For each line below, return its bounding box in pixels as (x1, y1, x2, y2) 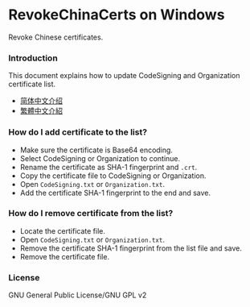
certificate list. (8, 79, 56, 89)
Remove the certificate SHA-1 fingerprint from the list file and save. (19, 243, 243, 253)
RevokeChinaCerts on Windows (8, 6, 225, 24)
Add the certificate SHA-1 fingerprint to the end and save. (19, 188, 211, 197)
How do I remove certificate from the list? (8, 208, 174, 219)
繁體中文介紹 (19, 106, 63, 116)
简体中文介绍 (19, 96, 63, 106)
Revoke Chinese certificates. (8, 32, 104, 42)
